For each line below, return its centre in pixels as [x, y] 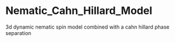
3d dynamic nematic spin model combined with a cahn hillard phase [88, 27]
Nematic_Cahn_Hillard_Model [79, 11]
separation [18, 33]
